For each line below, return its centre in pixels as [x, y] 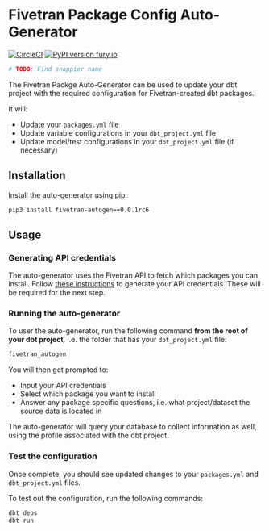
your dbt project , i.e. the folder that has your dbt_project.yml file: [118, 340]
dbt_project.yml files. [44, 483]
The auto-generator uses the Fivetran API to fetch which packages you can [133, 275]
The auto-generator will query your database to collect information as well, [132, 427]
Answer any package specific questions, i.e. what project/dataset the [135, 403]
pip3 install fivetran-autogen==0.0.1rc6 [79, 210]
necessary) [39, 150]
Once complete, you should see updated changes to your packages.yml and [134, 474]
